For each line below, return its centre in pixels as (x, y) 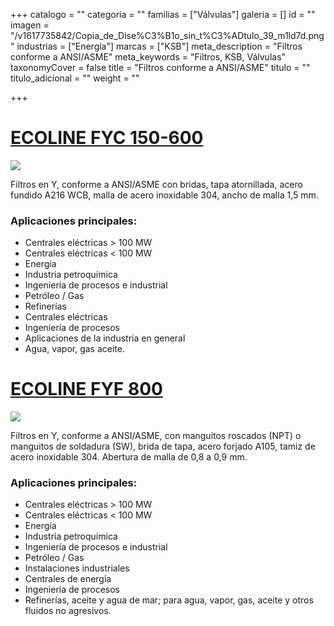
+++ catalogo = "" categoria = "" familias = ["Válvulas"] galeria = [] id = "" (163, 14)
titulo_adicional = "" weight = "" (75, 78)
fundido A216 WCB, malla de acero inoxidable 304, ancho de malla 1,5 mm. (164, 195)
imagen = (30, 25)
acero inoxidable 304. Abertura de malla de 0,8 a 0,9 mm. (129, 457)
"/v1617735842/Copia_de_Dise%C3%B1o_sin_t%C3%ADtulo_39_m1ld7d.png (167, 35)
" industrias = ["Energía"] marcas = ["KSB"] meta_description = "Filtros (156, 46)
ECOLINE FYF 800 (86, 389)
